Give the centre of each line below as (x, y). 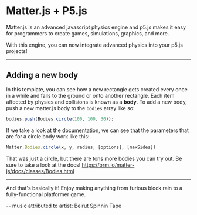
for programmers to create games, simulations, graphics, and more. (88, 33)
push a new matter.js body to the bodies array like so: (70, 108)
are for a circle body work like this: (48, 136)
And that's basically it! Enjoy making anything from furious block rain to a (94, 188)
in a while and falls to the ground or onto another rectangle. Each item (90, 95)
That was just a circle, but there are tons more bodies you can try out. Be (94, 158)
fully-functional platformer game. (46, 194)
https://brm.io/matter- (108, 165)
